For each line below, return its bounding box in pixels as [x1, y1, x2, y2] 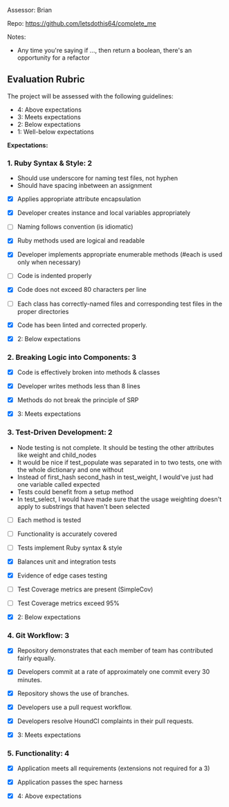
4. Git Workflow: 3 [7, 631, 70, 640]
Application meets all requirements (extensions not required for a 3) [17, 764, 210, 772]
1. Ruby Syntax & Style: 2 [7, 158, 92, 168]
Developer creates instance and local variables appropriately [17, 209, 191, 217]
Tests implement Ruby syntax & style [17, 544, 122, 552]
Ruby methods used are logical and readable [17, 236, 145, 245]
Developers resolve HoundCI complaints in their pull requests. [17, 717, 194, 725]
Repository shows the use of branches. [17, 689, 129, 697]
